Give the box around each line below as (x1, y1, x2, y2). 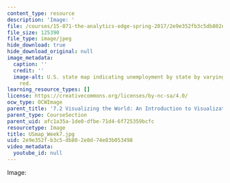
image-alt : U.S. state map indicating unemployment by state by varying (13, 73, 225, 81)
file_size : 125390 (7, 29, 60, 36)
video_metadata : (7, 143, 53, 150)
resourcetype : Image (7, 124, 66, 131)
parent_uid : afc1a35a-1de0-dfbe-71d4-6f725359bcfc (7, 117, 155, 125)
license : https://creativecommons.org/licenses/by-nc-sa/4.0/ (7, 93, 188, 100)
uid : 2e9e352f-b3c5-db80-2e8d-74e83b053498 (7, 137, 133, 144)
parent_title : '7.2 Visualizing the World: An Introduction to (7, 105, 192, 112)
